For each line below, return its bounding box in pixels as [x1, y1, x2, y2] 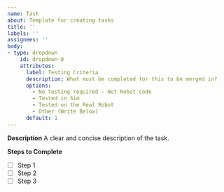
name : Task [7, 10, 39, 18]
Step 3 [17, 177, 37, 185]
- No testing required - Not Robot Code [32, 88, 152, 95]
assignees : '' [7, 36, 49, 43]
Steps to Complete [7, 147, 63, 156]
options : [25, 82, 52, 89]
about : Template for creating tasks [7, 17, 114, 24]
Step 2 [17, 169, 37, 177]
